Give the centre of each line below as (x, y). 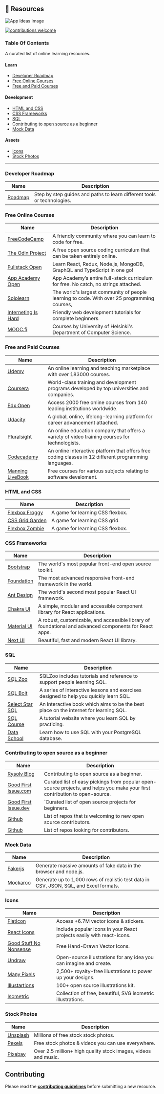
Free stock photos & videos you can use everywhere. (94, 1043)
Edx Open (19, 405)
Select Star (20, 704)
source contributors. (67, 822)
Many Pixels (21, 975)
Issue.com (20, 791)
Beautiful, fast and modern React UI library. (88, 640)
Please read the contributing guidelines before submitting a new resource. (81, 1086)
